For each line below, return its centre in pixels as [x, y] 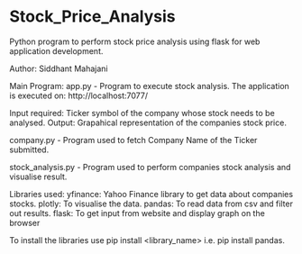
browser [25, 222]
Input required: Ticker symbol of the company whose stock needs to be [142, 113]
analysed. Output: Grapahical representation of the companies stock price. [148, 122]
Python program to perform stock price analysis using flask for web [135, 41]
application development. [56, 50]
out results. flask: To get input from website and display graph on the [137, 213]
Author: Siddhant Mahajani [59, 68]
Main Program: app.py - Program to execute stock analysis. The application [150, 86]
